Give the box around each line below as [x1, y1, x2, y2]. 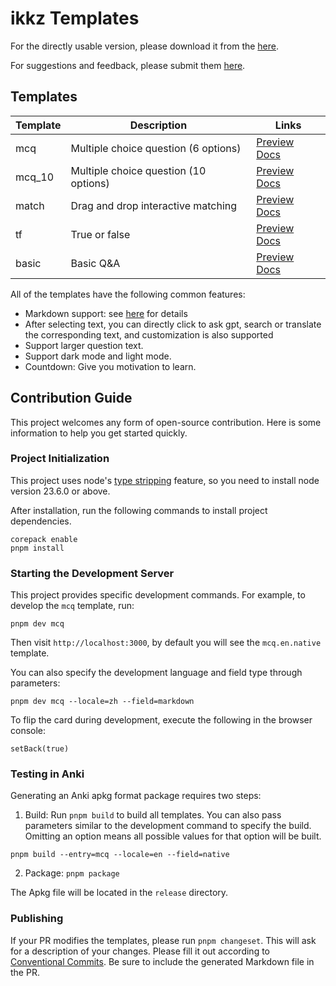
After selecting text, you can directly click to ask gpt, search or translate [24, 318, 322, 330]
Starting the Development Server [10, 566, 175, 580]
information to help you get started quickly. [10, 427, 188, 439]
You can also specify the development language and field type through [10, 667, 303, 679]
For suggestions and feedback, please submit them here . [10, 59, 246, 71]
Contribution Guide [10, 390, 133, 407]
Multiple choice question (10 [70, 163, 207, 177]
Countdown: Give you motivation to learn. [24, 360, 197, 372]
